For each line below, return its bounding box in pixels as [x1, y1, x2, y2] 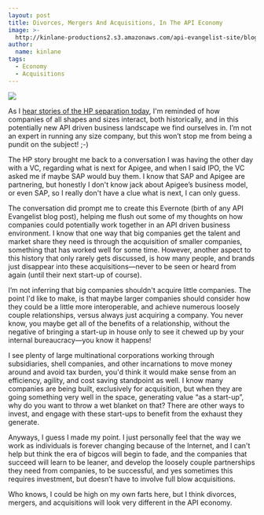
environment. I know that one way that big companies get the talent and [8, 228, 241, 238]
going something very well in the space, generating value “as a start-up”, [8, 392, 244, 401]
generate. [8, 417, 39, 426]
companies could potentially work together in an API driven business [8, 220, 230, 229]
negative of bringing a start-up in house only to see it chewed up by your [8, 327, 244, 336]
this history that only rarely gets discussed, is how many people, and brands [8, 253, 255, 263]
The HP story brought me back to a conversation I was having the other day [8, 155, 254, 164]
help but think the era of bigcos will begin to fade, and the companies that [8, 449, 247, 458]
